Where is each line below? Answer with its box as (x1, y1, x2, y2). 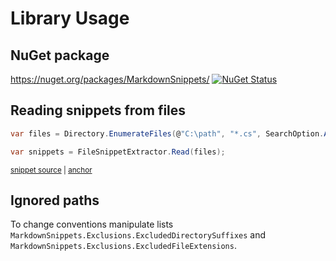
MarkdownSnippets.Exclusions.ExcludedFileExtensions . (10, 240, 237, 252)
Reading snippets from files (10, 102, 187, 119)
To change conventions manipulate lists (10, 218, 174, 231)
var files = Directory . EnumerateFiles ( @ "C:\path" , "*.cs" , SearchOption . (10, 128, 325, 139)
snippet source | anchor (10, 165, 93, 175)
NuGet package (10, 47, 110, 64)
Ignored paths (10, 192, 100, 209)
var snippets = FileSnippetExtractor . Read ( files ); (10, 147, 226, 157)
